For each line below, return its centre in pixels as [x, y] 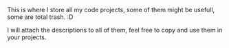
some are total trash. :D [40, 17]
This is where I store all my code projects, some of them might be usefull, [111, 10]
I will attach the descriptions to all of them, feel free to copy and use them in [115, 30]
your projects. [27, 37]
